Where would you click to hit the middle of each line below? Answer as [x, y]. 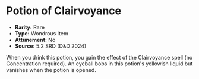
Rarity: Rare [30, 27]
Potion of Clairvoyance [64, 11]
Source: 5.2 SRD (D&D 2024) [50, 46]
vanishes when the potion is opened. [51, 70]
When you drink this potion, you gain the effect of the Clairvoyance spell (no [99, 57]
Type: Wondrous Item [41, 33]
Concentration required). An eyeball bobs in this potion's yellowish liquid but [99, 64]
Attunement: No [35, 39]
